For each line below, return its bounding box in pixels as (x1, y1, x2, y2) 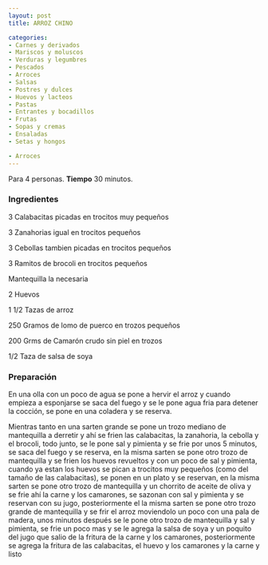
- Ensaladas (8, 130, 48, 138)
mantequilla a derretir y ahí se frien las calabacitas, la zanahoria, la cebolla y (8, 431, 259, 440)
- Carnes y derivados (8, 41, 81, 49)
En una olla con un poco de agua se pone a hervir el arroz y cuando (8, 389, 231, 400)
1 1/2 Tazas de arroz (8, 304, 74, 314)
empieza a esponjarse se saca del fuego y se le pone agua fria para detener (8, 398, 258, 408)
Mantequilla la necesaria (8, 273, 89, 284)
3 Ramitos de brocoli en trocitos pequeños (8, 258, 148, 268)
